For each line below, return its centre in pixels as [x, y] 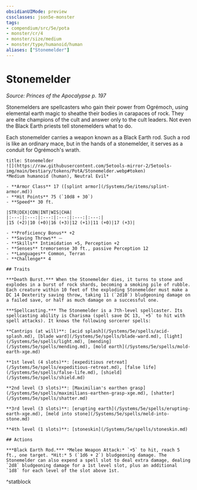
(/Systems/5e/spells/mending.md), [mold [56, 347]
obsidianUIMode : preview [36, 12]
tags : [13, 22]
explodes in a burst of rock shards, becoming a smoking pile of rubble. [98, 285]
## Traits [18, 269]
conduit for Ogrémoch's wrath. [44, 150]
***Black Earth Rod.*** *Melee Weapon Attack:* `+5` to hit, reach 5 [93, 450]
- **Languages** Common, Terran [46, 254]
